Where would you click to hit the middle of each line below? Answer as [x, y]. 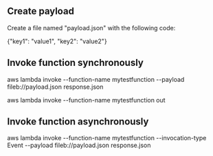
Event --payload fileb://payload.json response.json [79, 145]
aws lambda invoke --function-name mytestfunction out [87, 100]
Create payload [41, 11]
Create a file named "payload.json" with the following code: [91, 27]
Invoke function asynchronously [78, 122]
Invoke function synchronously [76, 63]
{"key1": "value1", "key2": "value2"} [57, 41]
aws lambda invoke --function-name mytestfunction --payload [96, 79]
